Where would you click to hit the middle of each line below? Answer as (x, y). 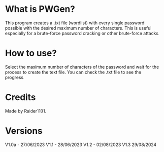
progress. (15, 77)
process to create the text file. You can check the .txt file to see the (73, 72)
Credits (20, 97)
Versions (24, 131)
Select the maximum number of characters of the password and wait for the (82, 67)
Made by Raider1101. (26, 111)
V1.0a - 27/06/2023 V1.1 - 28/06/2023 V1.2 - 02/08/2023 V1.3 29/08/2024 (81, 145)
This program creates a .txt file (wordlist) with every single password (75, 23)
